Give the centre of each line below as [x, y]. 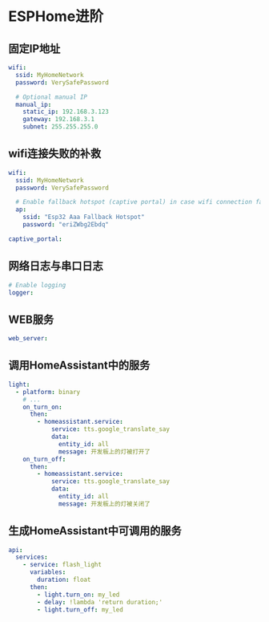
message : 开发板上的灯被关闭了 [104, 504]
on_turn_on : [42, 407]
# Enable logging [37, 285]
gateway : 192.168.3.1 [58, 120]
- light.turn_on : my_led [78, 595]
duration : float [64, 580]
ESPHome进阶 [56, 16]
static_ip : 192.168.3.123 [66, 112]
